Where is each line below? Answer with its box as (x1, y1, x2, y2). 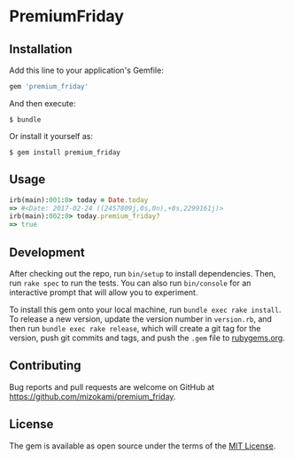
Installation (9, 42, 73, 57)
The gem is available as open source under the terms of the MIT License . (9, 441, 276, 451)
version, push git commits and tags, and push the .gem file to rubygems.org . (9, 332, 286, 343)
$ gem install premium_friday (9, 148, 121, 157)
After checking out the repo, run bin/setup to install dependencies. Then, (9, 269, 276, 278)
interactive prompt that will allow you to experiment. (9, 287, 198, 298)
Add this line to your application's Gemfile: (9, 65, 164, 75)
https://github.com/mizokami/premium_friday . (9, 391, 176, 402)
